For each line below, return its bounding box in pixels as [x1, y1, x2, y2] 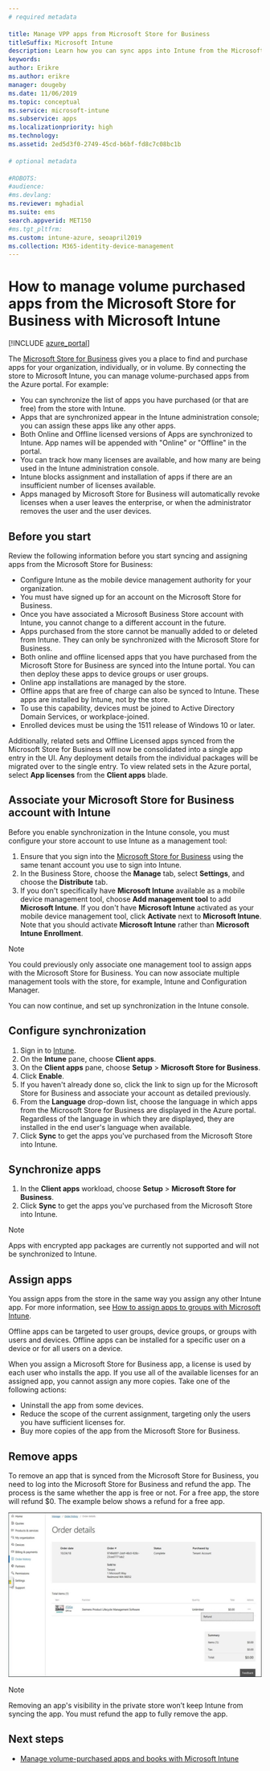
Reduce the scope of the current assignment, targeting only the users [19, 1409, 251, 1419]
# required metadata [8, 13, 78, 21]
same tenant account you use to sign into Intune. [19, 860, 182, 869]
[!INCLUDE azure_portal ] [8, 339, 90, 348]
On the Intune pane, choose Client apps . [19, 1054, 157, 1063]
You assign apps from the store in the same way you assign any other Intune [8, 1294, 262, 1304]
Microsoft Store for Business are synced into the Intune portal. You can [19, 660, 256, 670]
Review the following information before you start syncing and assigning [8, 551, 247, 561]
